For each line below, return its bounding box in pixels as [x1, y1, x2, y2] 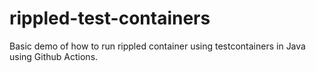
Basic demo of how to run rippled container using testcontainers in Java [9, 40, 306, 52]
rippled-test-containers [9, 7, 211, 30]
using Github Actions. [9, 50, 99, 62]
